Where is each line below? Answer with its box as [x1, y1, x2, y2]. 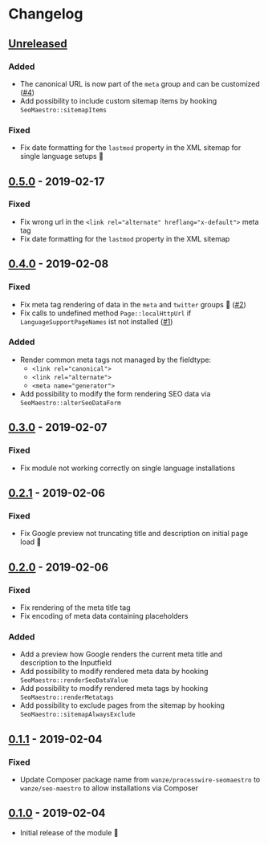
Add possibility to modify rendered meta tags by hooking [19, 684, 209, 693]
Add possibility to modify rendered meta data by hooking [19, 667, 209, 676]
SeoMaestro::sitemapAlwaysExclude [19, 711, 136, 719]
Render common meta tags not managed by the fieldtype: [19, 355, 211, 364]
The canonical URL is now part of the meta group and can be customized [19, 79, 261, 88]
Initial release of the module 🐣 [19, 827, 119, 837]
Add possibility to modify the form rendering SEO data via [19, 388, 211, 398]
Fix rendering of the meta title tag [19, 603, 131, 612]
